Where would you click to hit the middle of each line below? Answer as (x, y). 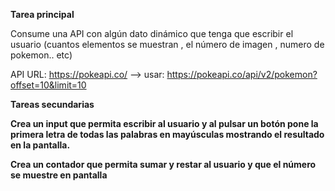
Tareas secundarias (52, 104)
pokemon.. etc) (41, 55)
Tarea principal (42, 14)
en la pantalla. (40, 145)
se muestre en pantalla (59, 175)
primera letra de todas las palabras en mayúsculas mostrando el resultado (167, 134)
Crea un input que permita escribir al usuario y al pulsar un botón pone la (164, 123)
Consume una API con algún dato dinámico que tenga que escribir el (152, 33)
